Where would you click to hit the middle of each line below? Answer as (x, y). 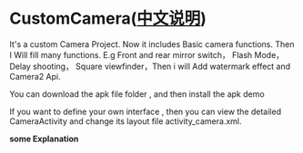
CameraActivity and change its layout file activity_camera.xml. (126, 121)
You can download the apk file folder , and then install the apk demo (137, 94)
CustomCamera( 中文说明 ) (108, 19)
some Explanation (44, 139)
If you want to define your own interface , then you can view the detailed (146, 111)
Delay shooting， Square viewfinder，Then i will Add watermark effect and (150, 66)
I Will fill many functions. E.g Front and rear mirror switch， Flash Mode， (147, 54)
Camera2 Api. (35, 76)
